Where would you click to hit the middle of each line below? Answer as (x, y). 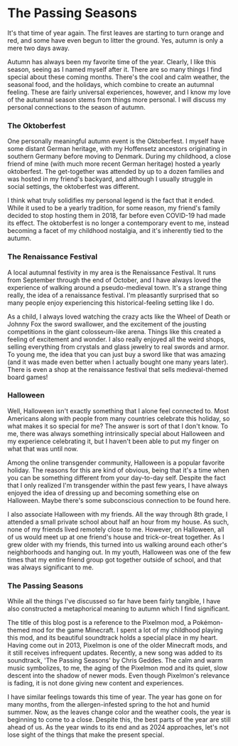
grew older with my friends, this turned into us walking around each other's (117, 544)
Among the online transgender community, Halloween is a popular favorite (116, 462)
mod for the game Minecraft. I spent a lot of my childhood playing (127, 630)
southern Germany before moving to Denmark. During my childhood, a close (119, 156)
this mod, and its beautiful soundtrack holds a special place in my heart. (113, 638)
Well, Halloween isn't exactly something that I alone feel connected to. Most (118, 410)
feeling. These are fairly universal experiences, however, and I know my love (119, 92)
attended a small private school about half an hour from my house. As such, (118, 522)
